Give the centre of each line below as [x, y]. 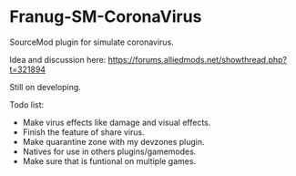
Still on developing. [46, 87]
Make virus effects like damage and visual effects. [117, 122]
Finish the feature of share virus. [84, 132]
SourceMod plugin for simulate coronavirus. [92, 42]
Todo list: [27, 104]
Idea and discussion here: [58, 59]
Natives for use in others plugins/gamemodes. [109, 151]
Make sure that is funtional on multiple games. [109, 160]
